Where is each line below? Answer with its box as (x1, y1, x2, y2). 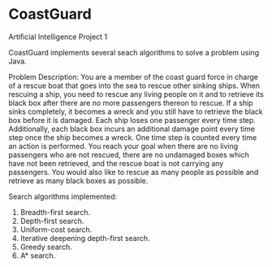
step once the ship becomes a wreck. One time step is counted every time (8, 132, 257, 142)
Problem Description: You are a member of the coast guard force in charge (8, 72, 258, 81)
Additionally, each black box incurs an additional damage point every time (8, 124, 256, 133)
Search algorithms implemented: (8, 191, 118, 201)
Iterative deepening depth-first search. (19, 233, 150, 243)
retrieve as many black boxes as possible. (8, 176, 149, 186)
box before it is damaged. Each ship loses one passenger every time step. (8, 115, 256, 125)
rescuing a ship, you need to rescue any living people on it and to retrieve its (8, 89, 264, 98)
